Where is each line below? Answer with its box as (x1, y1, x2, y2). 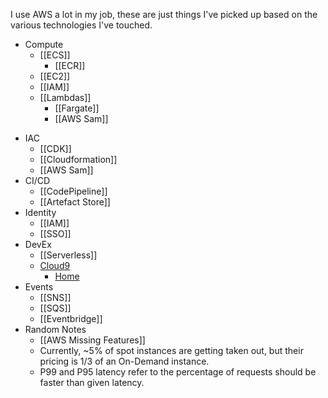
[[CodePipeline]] (39, 185, 108, 197)
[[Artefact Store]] (39, 196, 111, 208)
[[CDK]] (39, 143, 72, 154)
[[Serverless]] (39, 249, 98, 261)
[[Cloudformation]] (39, 154, 118, 165)
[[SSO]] (39, 228, 72, 239)
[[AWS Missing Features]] (39, 334, 146, 346)
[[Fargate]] (54, 102, 100, 114)
